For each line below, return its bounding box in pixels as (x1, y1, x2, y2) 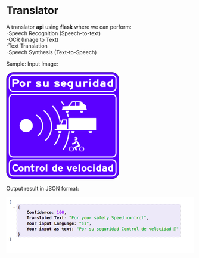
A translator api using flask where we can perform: (6, 23, 132, 30)
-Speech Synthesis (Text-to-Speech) (6, 48, 97, 55)
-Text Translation (6, 42, 48, 49)
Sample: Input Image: (6, 60, 58, 67)
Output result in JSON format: (6, 185, 79, 192)
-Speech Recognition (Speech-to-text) (6, 29, 101, 36)
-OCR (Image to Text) (6, 36, 59, 43)
